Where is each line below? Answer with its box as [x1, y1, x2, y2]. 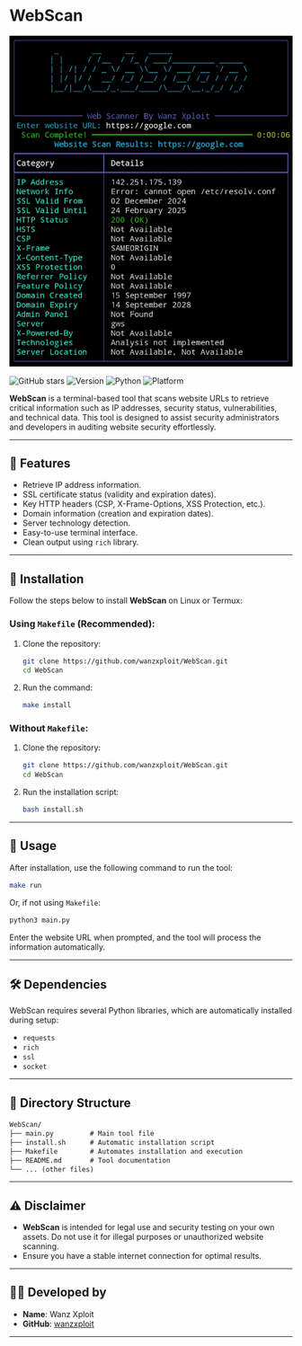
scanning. [22, 1241, 60, 1252]
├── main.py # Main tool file [9, 1129, 155, 1138]
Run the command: [22, 682, 93, 693]
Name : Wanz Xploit [22, 1308, 94, 1319]
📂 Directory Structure [9, 1095, 132, 1111]
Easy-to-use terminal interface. [22, 527, 138, 538]
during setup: [9, 1014, 59, 1025]
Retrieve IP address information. [22, 480, 142, 491]
